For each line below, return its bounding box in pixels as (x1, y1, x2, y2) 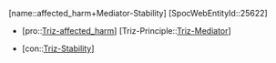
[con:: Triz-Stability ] (21, 43, 95, 54)
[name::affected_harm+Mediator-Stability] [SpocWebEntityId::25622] (8, 8, 268, 18)
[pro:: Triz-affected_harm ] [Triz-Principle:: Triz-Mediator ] (21, 26, 231, 36)
